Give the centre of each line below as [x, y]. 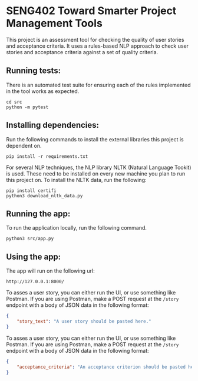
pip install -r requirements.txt [47, 156]
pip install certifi [32, 190]
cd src [14, 102]
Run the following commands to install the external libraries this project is [95, 139]
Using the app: [34, 256]
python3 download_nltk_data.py [44, 196]
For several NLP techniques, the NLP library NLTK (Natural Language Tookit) [99, 167]
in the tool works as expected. [43, 91]
